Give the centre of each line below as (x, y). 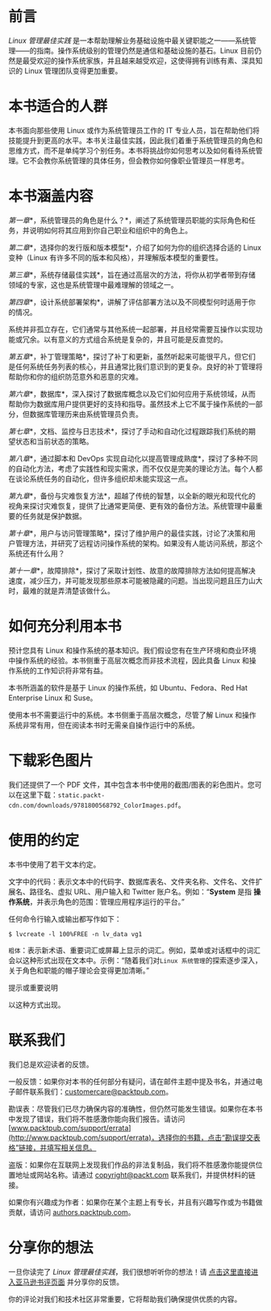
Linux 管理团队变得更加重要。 (73, 70)
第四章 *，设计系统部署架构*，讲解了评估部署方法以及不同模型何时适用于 (129, 302)
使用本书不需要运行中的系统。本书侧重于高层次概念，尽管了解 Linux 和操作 (132, 715)
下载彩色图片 (51, 761)
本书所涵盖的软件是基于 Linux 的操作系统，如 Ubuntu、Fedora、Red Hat (128, 687)
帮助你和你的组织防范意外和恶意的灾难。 (75, 376)
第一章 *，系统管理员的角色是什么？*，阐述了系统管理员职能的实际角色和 (129, 220)
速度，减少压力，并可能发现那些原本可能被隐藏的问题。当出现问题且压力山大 (135, 580)
